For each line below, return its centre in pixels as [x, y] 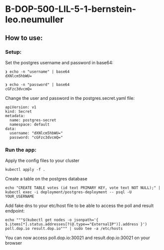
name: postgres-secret [33, 120]
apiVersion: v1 [21, 107]
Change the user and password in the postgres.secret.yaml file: [70, 98]
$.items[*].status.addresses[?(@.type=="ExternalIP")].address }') [76, 224]
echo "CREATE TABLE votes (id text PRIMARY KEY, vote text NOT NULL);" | [83, 188]
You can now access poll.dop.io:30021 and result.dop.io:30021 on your [78, 238]
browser [14, 243]
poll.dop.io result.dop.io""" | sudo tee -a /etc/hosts [64, 229]
